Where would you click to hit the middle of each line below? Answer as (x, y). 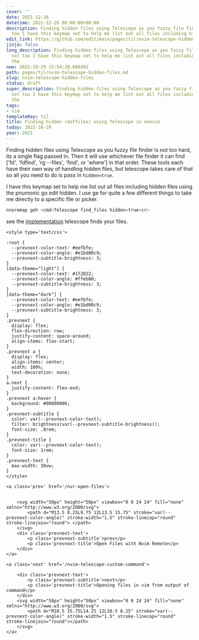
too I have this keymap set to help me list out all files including (99, 34)
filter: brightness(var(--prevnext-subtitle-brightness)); (86, 424)
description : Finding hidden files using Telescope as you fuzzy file (95, 28)
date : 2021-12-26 (28, 17)
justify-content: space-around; (52, 336)
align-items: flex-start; (44, 341)
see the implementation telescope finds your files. (67, 221)
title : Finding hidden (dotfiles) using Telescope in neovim (83, 122)
